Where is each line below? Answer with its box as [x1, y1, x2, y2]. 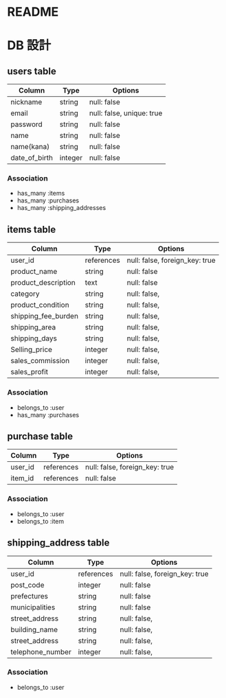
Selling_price [10, 345, 53, 354]
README [7, 4, 59, 20]
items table [7, 224, 56, 235]
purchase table [7, 430, 74, 442]
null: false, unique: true [89, 108, 163, 118]
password [10, 119, 43, 129]
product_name [10, 267, 58, 277]
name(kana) [10, 142, 50, 152]
